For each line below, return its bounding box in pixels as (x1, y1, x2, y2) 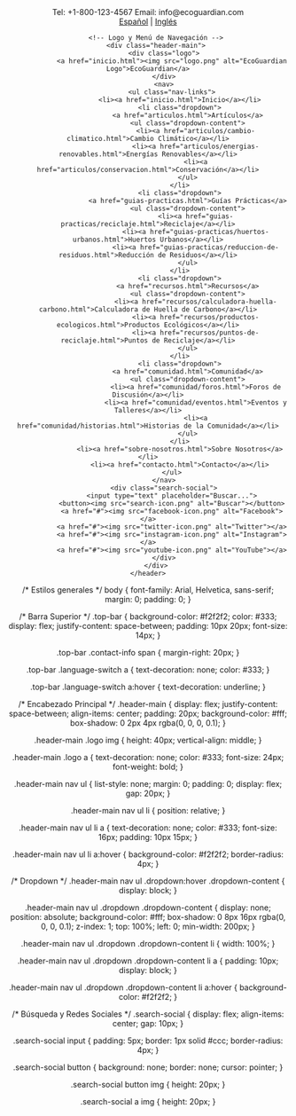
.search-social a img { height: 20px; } (80, 1096, 216, 1106)
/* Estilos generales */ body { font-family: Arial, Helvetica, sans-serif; (22, 585, 274, 595)
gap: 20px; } (125, 788, 171, 798)
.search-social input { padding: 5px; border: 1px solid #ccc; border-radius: (12, 1035, 284, 1046)
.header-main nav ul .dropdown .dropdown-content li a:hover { (9, 982, 238, 993)
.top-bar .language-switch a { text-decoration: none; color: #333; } (26, 664, 270, 675)
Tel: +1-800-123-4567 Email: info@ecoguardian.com (51, 7, 245, 17)
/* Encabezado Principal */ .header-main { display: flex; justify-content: (18, 699, 278, 709)
